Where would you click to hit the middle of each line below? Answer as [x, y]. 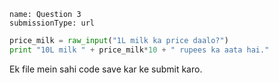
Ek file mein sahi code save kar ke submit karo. [106, 69]
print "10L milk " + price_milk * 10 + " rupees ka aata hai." [139, 50]
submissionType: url [52, 23]
